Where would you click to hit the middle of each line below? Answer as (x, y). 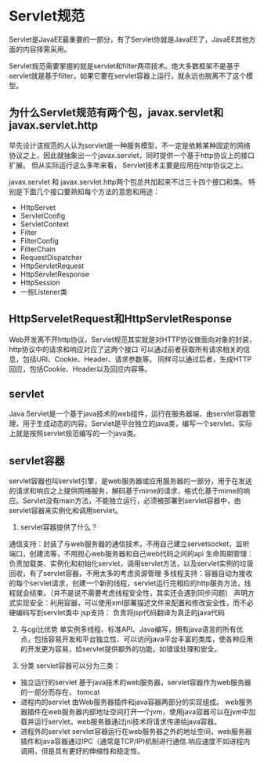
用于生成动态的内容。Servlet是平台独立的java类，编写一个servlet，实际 (137, 424)
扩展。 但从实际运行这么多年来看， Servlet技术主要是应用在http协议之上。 (128, 165)
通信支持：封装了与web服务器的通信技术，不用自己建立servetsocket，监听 (129, 544)
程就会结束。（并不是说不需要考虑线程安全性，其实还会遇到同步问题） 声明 (128, 593)
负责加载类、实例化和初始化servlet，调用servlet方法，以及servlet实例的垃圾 (131, 563)
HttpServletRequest (52, 266)
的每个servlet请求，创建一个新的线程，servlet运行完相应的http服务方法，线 (130, 583)
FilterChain (38, 249)
